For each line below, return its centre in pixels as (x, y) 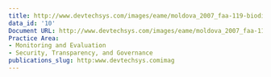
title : (19, 16)
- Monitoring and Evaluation (57, 46)
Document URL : (32, 30)
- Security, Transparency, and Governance (81, 53)
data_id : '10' (32, 23)
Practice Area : (34, 38)
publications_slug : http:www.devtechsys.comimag (92, 61)
